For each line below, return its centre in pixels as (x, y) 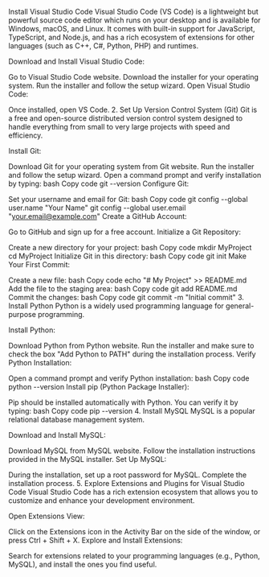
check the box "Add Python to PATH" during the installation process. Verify (132, 354)
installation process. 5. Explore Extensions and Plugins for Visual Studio (126, 483)
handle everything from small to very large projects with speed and (119, 127)
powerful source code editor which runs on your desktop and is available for (134, 20)
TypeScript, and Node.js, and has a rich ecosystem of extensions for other (131, 37)
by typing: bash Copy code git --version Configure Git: (99, 183)
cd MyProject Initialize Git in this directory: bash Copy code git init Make (128, 256)
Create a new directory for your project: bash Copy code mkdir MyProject (130, 247)
